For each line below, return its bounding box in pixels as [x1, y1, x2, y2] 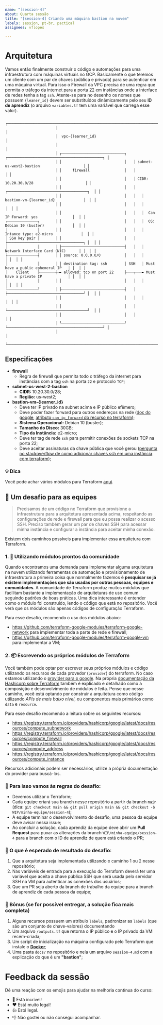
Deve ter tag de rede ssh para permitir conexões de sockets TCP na [19, 435, 155, 441]
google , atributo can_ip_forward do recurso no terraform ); [19, 414, 135, 420]
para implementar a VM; [12, 640, 61, 645]
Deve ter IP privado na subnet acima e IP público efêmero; [19, 404, 136, 410]
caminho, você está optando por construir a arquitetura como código [5, 691, 143, 696]
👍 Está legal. [12, 1008, 39, 1013]
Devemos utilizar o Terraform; [12, 794, 72, 799]
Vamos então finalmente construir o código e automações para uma [5, 66, 141, 72]
